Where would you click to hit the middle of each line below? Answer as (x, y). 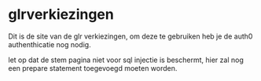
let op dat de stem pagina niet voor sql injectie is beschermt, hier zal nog (126, 60)
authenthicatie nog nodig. (50, 44)
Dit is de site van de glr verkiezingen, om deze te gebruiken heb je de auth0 (130, 36)
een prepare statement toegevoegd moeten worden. (93, 68)
